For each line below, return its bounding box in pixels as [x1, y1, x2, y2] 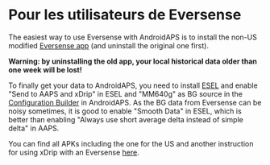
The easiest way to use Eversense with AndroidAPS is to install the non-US [8, 32, 258, 42]
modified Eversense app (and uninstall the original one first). [8, 40, 210, 50]
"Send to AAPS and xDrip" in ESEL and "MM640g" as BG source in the [8, 89, 243, 98]
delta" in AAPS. [8, 123, 60, 133]
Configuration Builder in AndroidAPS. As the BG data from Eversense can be [8, 97, 262, 107]
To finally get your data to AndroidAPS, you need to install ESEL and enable [8, 80, 258, 90]
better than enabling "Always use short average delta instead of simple [8, 114, 243, 124]
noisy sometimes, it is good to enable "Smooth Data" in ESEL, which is [8, 106, 242, 116]
